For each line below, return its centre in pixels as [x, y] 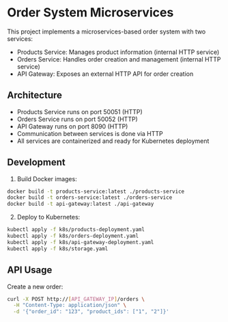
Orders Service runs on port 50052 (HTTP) [77, 119]
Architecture [35, 95]
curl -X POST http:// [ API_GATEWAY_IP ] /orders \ [76, 299]
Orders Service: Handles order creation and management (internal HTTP [119, 59]
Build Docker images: [47, 178]
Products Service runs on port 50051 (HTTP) [80, 111]
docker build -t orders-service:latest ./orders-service [90, 198]
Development [37, 162]
